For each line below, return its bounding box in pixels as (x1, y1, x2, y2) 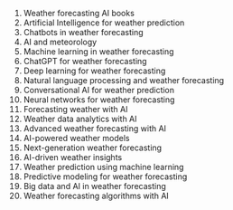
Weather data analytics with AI (23, 113, 138, 124)
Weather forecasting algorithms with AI (23, 190, 170, 201)
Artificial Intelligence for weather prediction (23, 17, 185, 28)
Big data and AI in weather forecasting (23, 181, 166, 191)
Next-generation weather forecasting (23, 142, 162, 153)
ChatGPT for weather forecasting (23, 56, 147, 66)
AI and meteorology (23, 36, 98, 47)
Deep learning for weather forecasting (23, 65, 166, 76)
